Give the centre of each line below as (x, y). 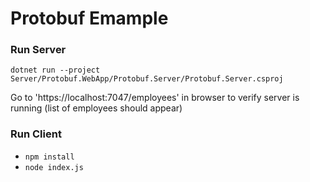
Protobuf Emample (89, 18)
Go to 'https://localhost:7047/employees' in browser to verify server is (155, 98)
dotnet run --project (55, 70)
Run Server (38, 50)
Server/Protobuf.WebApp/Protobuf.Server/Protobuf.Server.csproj (147, 79)
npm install (49, 157)
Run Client (36, 134)
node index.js (54, 167)
